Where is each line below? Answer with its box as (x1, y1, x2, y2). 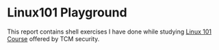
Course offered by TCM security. (7, 34, 100, 42)
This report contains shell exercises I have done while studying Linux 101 (7, 27, 212, 36)
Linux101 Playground (7, 5, 128, 21)
